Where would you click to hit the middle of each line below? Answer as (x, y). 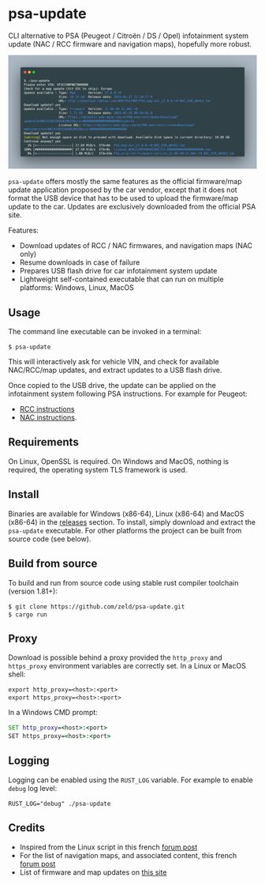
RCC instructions (47, 409)
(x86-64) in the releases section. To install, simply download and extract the (132, 522)
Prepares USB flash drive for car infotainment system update (118, 271)
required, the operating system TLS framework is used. (98, 469)
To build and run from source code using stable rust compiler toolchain (123, 582)
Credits (27, 828)
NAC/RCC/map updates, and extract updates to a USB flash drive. (115, 370)
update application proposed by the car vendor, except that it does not (123, 190)
